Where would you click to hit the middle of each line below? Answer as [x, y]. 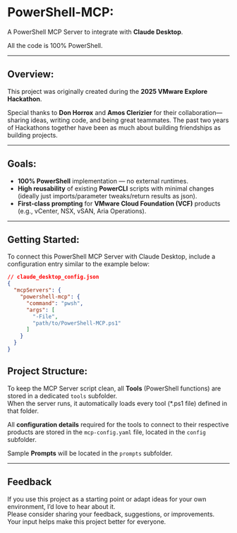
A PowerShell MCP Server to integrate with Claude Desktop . [95, 32]
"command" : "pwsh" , [54, 303]
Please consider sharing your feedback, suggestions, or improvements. [111, 514]
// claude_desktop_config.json [53, 277]
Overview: [31, 74]
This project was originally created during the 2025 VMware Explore [108, 91]
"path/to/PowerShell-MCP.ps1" [77, 323]
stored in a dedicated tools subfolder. [62, 395]
